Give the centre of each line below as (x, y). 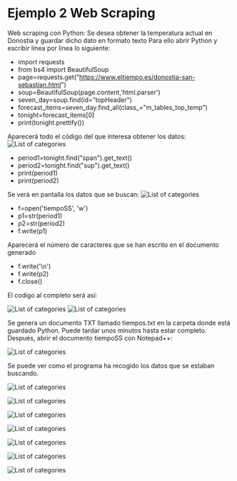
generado (22, 252)
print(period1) (38, 173)
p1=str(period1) (40, 216)
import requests (41, 61)
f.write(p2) (33, 273)
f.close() (30, 281)
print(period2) (38, 181)
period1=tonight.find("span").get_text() (75, 158)
